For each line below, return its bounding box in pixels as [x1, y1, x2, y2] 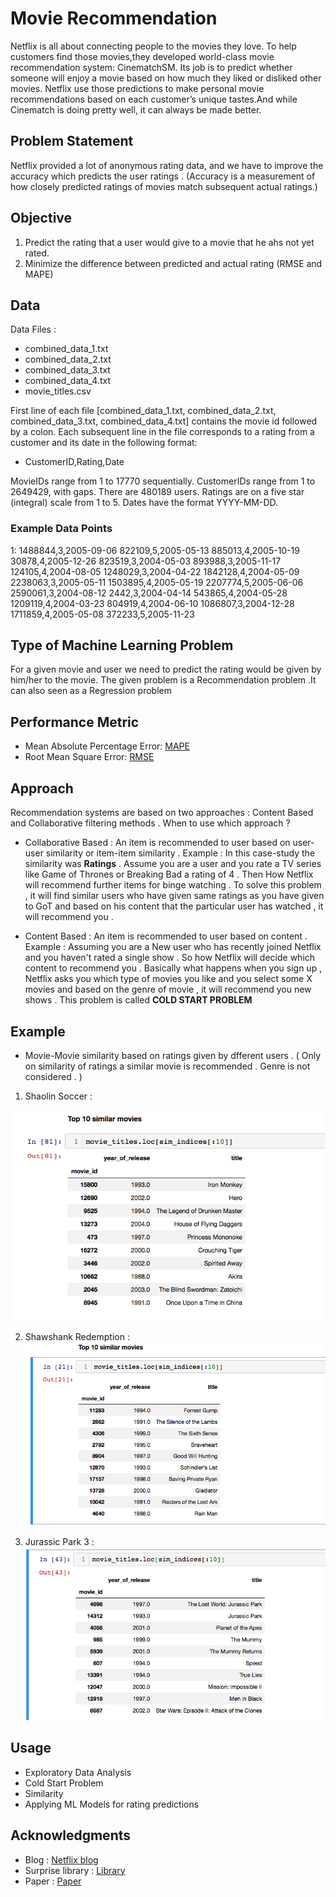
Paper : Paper [24, 1875, 82, 1887]
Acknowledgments [10, 1827, 132, 1844]
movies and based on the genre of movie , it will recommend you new [24, 983, 312, 996]
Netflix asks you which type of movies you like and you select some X [24, 973, 313, 985]
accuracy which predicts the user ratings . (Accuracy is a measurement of [10, 170, 316, 182]
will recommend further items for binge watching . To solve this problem [24, 879, 322, 891]
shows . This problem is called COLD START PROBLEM [24, 994, 253, 1006]
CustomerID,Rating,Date [24, 456, 125, 468]
